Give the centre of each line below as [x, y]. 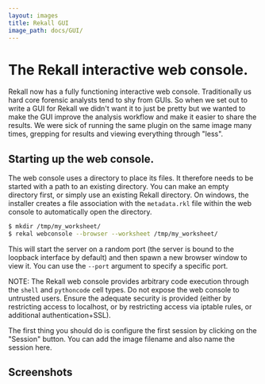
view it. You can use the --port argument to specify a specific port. [118, 266]
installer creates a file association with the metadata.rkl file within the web [130, 204]
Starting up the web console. [81, 159]
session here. [30, 347]
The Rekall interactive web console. [128, 70]
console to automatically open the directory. [80, 212]
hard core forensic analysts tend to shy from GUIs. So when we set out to [128, 100]
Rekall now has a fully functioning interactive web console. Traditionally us [130, 91]
